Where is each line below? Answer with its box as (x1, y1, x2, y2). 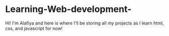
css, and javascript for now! (5, 25, 63, 31)
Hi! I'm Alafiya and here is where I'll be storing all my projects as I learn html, (5, 20, 164, 26)
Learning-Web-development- (5, 3, 132, 15)
